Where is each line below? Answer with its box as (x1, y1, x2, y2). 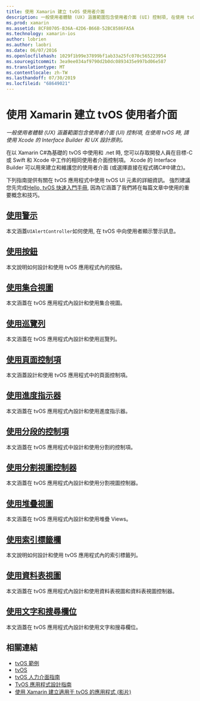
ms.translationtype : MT (6, 64, 65, 70)
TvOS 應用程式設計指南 (14, 681, 72, 688)
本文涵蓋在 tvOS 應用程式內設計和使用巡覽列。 (6, 336, 121, 343)
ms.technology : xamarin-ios (6, 31, 76, 37)
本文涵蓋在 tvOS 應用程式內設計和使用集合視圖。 (6, 299, 126, 306)
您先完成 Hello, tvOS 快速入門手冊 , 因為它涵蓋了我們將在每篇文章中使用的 (6, 184, 185, 191)
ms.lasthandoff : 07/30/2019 (6, 75, 76, 81)
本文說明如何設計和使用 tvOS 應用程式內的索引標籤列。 (6, 552, 142, 559)
